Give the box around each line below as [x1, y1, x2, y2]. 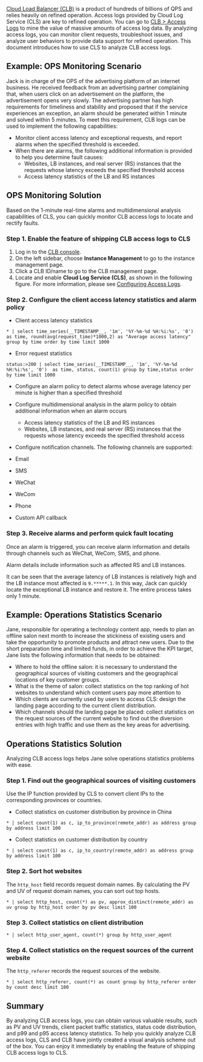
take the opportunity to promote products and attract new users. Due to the [6, 639, 195, 646]
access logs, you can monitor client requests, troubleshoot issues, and [6, 31, 183, 38]
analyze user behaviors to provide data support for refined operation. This [6, 38, 191, 44]
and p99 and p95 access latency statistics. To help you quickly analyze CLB [6, 1030, 196, 1037]
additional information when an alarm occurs [15, 407, 127, 414]
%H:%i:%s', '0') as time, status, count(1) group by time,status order [6, 367, 194, 373]
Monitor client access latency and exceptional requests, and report [15, 134, 182, 141]
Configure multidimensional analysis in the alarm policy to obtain [15, 401, 177, 408]
